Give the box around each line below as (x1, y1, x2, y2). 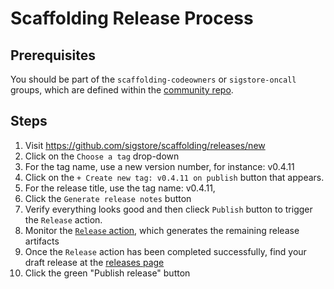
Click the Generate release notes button (24, 192, 192, 204)
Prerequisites (10, 47, 96, 64)
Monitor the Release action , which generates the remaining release (24, 224, 300, 236)
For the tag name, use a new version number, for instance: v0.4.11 (24, 160, 295, 172)
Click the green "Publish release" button (24, 267, 191, 279)
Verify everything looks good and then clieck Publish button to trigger (24, 203, 313, 215)
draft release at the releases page (24, 256, 165, 268)
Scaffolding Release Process (10, 7, 254, 30)
